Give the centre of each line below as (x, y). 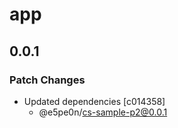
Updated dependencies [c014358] (94, 101)
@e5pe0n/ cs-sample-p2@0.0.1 (103, 112)
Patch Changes (47, 80)
